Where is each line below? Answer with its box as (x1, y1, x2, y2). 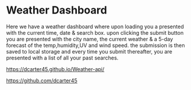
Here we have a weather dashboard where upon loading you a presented (6, 23, 184, 30)
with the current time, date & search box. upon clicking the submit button (6, 29, 184, 36)
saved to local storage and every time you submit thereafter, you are (6, 48, 173, 55)
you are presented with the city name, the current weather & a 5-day (6, 35, 173, 42)
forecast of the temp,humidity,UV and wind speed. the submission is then (6, 42, 185, 49)
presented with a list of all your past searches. (6, 54, 119, 61)
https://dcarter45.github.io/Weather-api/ (6, 65, 105, 72)
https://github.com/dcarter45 (6, 77, 78, 84)
